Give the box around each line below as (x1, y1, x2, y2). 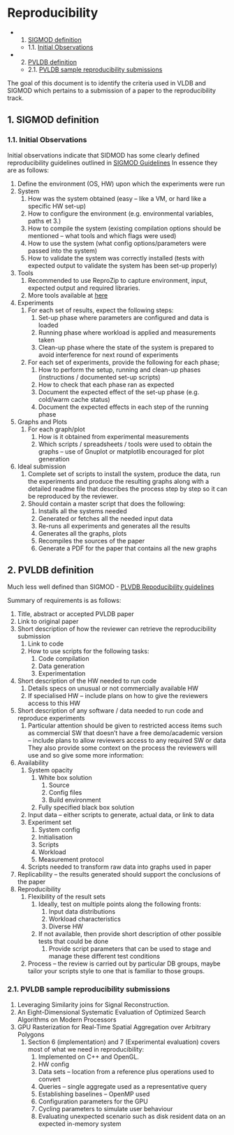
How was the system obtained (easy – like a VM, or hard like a (27, 194, 207, 202)
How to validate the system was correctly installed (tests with (27, 253, 205, 262)
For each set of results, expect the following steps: (27, 306, 174, 314)
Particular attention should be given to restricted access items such (27, 721, 222, 730)
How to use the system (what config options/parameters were (27, 239, 207, 247)
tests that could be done (38, 937, 109, 946)
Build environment (48, 796, 101, 805)
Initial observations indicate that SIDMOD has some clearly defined (7, 151, 200, 159)
